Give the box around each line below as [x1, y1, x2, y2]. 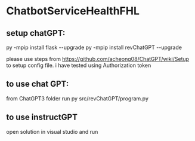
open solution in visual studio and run [6, 128, 98, 135]
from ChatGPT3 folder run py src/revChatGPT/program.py [6, 94, 149, 102]
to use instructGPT [6, 112, 78, 122]
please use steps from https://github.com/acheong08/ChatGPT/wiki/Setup [6, 56, 190, 62]
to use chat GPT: [6, 79, 69, 89]
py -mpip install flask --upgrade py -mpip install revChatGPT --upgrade [6, 44, 182, 51]
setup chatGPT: [6, 28, 66, 38]
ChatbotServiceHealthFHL [6, 4, 140, 18]
